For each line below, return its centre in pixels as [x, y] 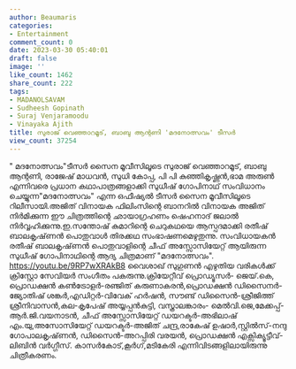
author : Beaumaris [43, 17]
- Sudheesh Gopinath [47, 108]
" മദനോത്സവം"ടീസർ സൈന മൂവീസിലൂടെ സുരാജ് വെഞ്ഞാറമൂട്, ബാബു [138, 165]
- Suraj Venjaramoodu [49, 116]
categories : [31, 26]
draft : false [33, 58]
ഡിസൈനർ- [258, 285]
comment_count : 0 [41, 42]
